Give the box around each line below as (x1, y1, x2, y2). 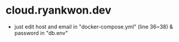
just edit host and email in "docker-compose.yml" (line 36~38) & (14, 23, 174, 30)
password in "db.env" (14, 29, 68, 36)
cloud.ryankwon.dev (5, 4, 112, 17)
